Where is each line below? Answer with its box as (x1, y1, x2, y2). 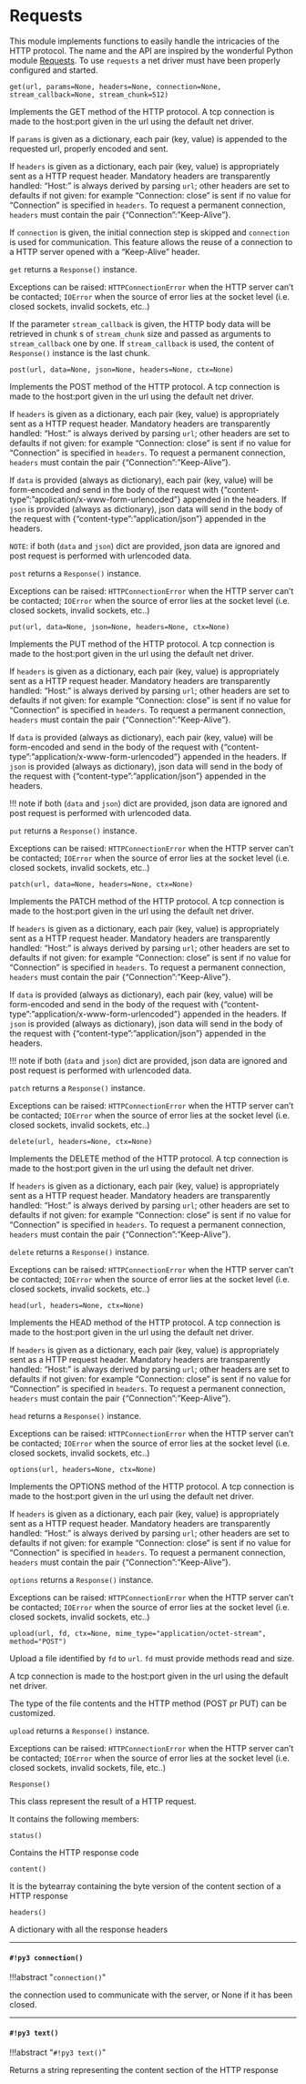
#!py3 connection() (9, 1953, 84, 1963)
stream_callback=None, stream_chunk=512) (9, 90, 169, 99)
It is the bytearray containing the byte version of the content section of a (9, 1880, 281, 1891)
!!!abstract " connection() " (9, 1972, 107, 1983)
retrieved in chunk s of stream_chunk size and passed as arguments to (9, 328, 271, 339)
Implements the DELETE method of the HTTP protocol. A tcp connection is (9, 1153, 289, 1164)
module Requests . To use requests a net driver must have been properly (9, 55, 280, 66)
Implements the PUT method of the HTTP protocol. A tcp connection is (9, 638, 275, 649)
